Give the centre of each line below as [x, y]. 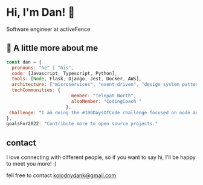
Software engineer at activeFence [48, 29]
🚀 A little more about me [52, 48]
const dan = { [24, 62]
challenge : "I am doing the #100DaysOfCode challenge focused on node [99, 112]
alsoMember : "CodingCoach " [106, 101]
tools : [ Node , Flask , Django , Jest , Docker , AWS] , [77, 79]
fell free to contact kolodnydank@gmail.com [61, 175]
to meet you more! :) [32, 164]
